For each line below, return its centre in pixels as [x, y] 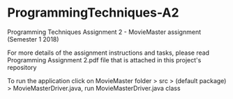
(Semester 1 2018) [33, 39]
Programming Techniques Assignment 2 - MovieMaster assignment [104, 32]
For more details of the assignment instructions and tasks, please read [108, 53]
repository [22, 67]
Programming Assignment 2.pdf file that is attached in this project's [104, 60]
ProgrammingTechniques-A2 [93, 13]
